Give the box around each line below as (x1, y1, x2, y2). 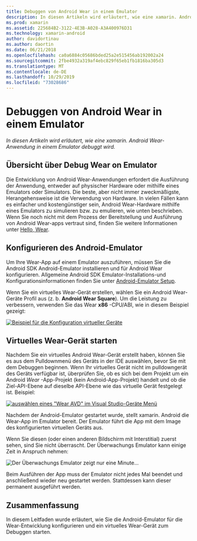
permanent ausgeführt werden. (6, 483, 82, 490)
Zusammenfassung (6, 500, 79, 510)
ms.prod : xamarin (6, 19, 49, 25)
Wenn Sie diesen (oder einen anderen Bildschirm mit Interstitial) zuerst (6, 436, 177, 443)
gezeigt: (6, 307, 26, 315)
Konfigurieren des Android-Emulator (6, 243, 143, 253)
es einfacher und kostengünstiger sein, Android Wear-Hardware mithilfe (6, 201, 180, 208)
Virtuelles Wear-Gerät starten (6, 336, 117, 346)
